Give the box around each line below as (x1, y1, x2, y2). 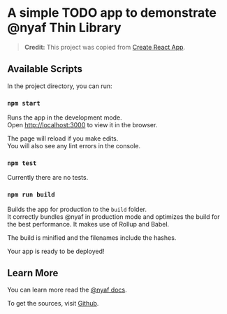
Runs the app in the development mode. (7, 113, 122, 122)
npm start (7, 99, 41, 107)
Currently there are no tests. (7, 173, 89, 182)
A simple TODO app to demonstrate (7, 5, 217, 21)
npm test (7, 159, 37, 167)
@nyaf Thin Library (7, 20, 122, 36)
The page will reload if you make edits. (7, 134, 119, 143)
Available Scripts (7, 63, 82, 75)
